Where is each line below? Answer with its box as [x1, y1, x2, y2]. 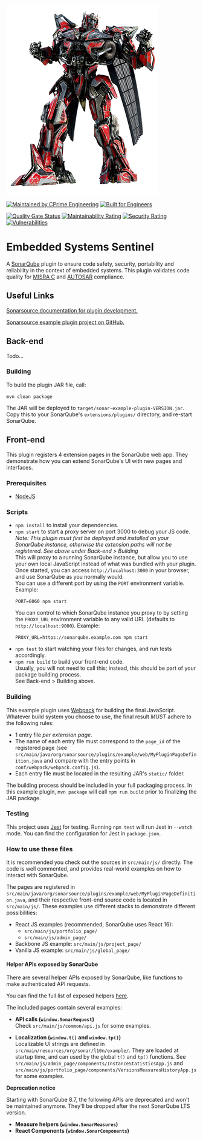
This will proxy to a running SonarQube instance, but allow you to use [14, 554, 188, 561]
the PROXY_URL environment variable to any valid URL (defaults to [14, 616, 175, 623]
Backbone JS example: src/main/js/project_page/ [14, 940, 142, 948]
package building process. [14, 671, 82, 678]
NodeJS [14, 493, 36, 500]
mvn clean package [6, 393, 53, 400]
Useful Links [6, 291, 54, 301]
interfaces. [6, 464, 33, 471]
